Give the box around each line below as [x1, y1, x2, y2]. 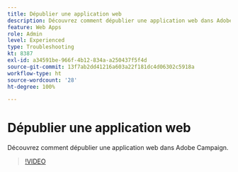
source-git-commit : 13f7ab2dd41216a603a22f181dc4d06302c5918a [7, 63, 195, 70]
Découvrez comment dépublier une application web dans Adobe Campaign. [7, 144, 229, 152]
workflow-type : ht [7, 70, 62, 77]
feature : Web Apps [7, 23, 62, 31]
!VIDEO [24, 157, 46, 166]
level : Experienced [7, 37, 65, 44]
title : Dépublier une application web [7, 10, 122, 18]
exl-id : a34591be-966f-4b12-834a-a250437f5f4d [7, 57, 147, 64]
